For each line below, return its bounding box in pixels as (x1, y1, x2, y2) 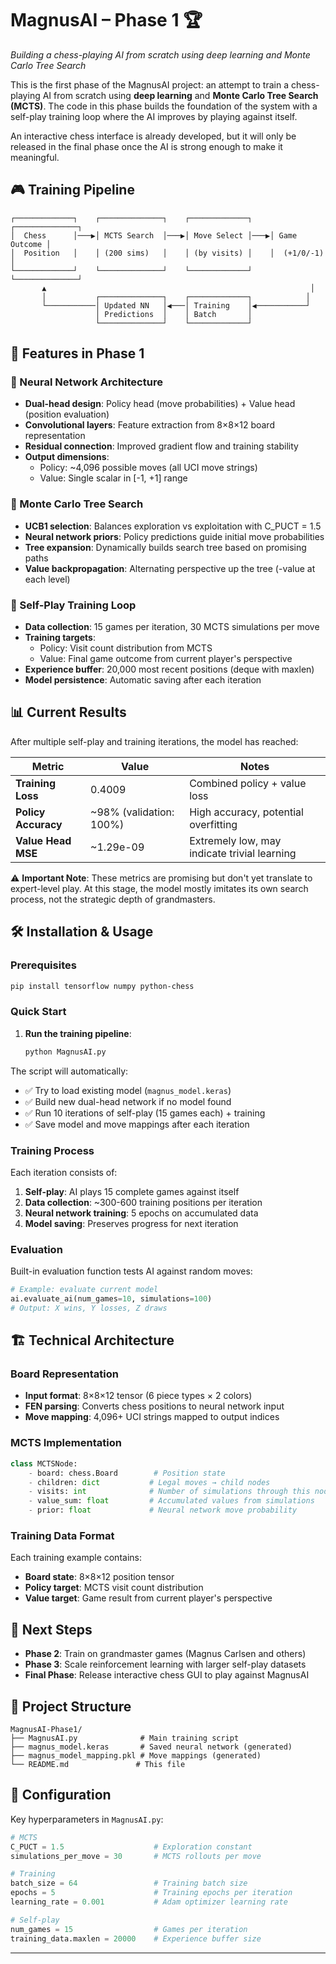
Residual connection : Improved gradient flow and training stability (24, 440, 299, 452)
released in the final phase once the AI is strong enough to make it (10, 140, 283, 152)
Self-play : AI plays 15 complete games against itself (24, 1185, 240, 1197)
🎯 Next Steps (10, 1621, 93, 1638)
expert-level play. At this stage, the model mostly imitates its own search (10, 882, 309, 894)
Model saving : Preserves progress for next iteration (24, 1217, 239, 1229)
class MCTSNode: (10, 1458, 78, 1469)
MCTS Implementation (10, 1436, 122, 1450)
